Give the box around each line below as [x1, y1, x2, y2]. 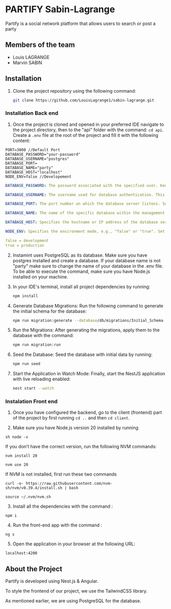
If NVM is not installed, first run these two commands [5, 471, 117, 477]
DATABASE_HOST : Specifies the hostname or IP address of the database [5, 220, 158, 225]
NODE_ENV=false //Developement [5, 174, 72, 179]
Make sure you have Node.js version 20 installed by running [12, 425, 139, 431]
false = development [5, 238, 49, 243]
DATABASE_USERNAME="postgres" [5, 156, 70, 161]
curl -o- [5, 481, 24, 486]
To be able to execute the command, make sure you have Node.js [12, 268, 150, 274]
